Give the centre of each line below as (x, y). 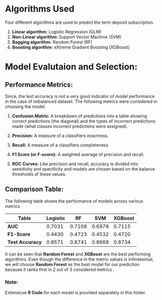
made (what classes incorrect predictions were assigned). (70, 126)
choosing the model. (25, 106)
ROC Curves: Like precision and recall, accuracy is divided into (75, 164)
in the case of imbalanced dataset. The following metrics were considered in (81, 101)
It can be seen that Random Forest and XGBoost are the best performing (78, 254)
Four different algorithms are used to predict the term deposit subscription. (80, 22)
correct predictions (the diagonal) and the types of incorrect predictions (84, 121)
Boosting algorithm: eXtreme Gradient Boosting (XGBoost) (71, 47)
